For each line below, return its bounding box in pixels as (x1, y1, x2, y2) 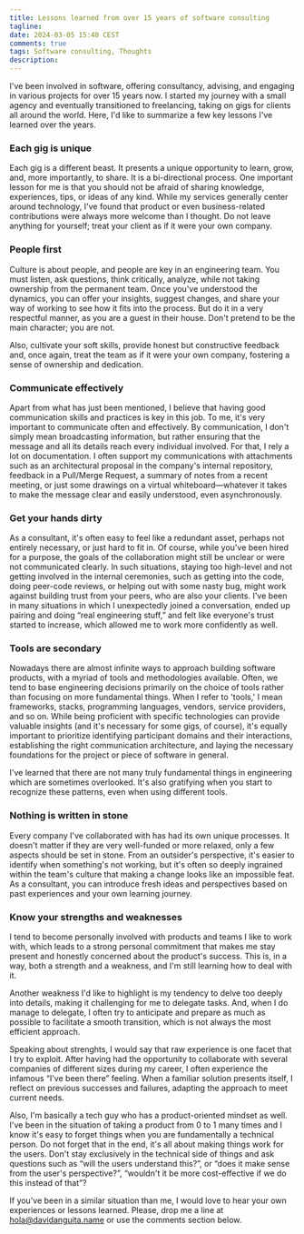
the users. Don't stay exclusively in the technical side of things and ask (9, 1149, 275, 1159)
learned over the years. (9, 119, 97, 130)
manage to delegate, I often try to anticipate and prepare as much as (9, 1007, 266, 1018)
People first (9, 243, 62, 256)
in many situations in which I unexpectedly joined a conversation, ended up (9, 600, 290, 611)
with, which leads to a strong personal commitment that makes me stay (9, 941, 276, 952)
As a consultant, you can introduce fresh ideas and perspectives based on (9, 878, 288, 889)
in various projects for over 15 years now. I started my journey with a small (9, 90, 287, 101)
